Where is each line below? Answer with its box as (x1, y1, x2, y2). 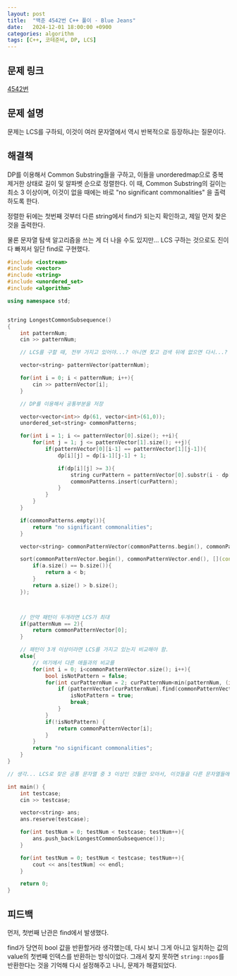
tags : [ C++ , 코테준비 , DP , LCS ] (7, 37, 97, 44)
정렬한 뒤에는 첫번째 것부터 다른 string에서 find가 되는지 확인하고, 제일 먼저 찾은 (7, 211, 227, 220)
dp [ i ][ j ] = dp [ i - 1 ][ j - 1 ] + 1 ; (57, 452, 147, 459)
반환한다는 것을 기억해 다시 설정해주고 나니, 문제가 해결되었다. (7, 961, 177, 969)
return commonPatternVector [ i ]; (57, 725, 153, 732)
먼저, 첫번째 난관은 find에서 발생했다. (7, 929, 109, 936)
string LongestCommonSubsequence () (7, 316, 112, 324)
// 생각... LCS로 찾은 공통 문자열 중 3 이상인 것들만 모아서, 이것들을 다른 (7, 770, 202, 777)
